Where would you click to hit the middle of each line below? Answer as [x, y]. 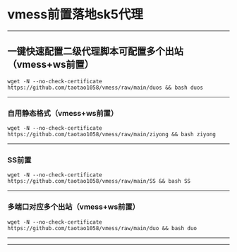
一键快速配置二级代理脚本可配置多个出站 [95, 51]
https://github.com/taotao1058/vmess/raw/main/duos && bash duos [105, 88]
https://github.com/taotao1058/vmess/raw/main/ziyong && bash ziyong [112, 135]
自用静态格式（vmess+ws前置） [63, 113]
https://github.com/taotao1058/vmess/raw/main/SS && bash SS [99, 181]
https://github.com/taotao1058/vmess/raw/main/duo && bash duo [102, 228]
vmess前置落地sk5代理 [75, 14]
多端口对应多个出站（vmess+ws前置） [73, 207]
